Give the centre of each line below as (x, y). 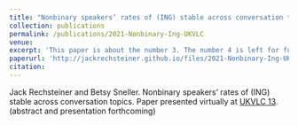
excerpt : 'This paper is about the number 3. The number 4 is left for (144, 51)
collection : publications (57, 26)
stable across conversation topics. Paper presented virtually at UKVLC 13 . (144, 101)
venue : (21, 42)
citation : (27, 67)
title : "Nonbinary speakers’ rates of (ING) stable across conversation (146, 17)
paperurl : (27, 59)
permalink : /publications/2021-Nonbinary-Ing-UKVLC (106, 34)
